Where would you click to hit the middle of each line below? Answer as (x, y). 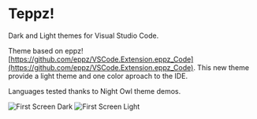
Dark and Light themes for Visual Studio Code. (84, 35)
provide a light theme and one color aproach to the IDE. (98, 76)
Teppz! (32, 14)
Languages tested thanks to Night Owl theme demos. (95, 91)
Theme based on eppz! (46, 50)
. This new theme (221, 67)
